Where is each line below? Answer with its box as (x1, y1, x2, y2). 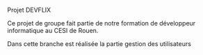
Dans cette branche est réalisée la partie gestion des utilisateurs (7, 40, 191, 47)
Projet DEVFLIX (7, 6, 51, 14)
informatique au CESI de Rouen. (7, 27, 99, 34)
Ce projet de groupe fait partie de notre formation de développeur (7, 19, 196, 27)
